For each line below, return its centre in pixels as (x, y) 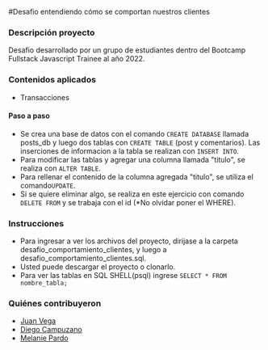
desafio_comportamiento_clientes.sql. (83, 259)
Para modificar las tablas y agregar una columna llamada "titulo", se (133, 159)
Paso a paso (29, 116)
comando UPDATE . (48, 185)
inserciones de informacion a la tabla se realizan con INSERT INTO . (130, 151)
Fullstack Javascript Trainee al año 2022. (77, 59)
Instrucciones (36, 223)
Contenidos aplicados (52, 80)
